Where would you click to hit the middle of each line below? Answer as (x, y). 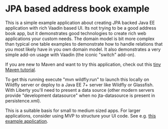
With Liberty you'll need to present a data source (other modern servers (80, 90)
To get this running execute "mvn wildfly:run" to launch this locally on (77, 79)
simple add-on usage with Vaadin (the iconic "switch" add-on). (70, 54)
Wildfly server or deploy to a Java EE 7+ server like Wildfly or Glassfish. (79, 85)
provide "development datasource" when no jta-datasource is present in (80, 95)
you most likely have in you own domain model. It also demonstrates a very (83, 49)
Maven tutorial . (21, 70)
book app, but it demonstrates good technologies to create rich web (76, 33)
